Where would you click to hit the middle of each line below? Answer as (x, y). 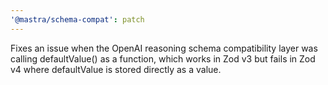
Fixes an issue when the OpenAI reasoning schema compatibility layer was (164, 48)
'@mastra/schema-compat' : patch (77, 19)
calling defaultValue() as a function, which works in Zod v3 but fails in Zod (163, 58)
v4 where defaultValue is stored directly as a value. (116, 69)
